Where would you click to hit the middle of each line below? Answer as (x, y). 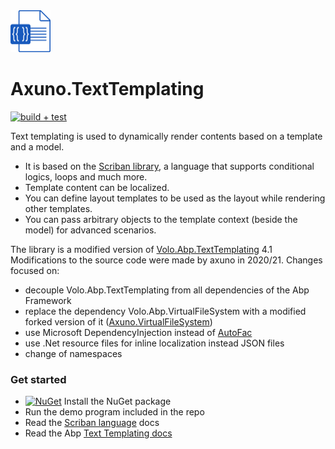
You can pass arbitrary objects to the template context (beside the (161, 220)
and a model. (37, 147)
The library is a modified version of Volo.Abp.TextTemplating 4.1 (141, 250)
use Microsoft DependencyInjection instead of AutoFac (138, 333)
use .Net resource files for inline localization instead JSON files (154, 343)
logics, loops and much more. (86, 177)
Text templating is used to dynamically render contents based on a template (166, 136)
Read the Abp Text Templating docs (98, 433)
